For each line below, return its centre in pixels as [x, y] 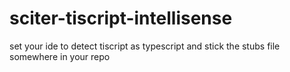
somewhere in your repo [60, 56]
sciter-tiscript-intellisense [121, 18]
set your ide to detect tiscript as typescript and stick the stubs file [145, 46]
